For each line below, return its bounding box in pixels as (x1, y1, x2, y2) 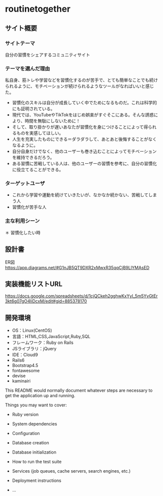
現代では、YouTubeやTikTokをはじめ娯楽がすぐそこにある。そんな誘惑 (12, 112, 154, 118)
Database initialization (12, 449, 57, 455)
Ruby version (12, 412, 39, 418)
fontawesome (12, 368, 40, 374)
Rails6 (12, 357, 25, 363)
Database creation (12, 440, 50, 446)
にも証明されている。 (12, 106, 55, 112)
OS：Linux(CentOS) (12, 327, 53, 333)
